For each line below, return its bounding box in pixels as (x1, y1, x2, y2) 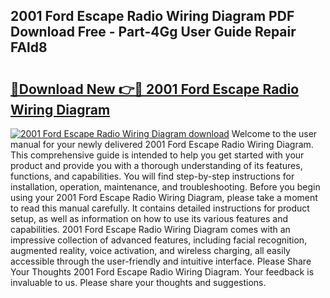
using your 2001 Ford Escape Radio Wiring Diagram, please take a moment (10, 192, 318, 203)
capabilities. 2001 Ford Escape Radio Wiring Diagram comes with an (10, 224, 291, 235)
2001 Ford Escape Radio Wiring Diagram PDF (10, 8, 295, 25)
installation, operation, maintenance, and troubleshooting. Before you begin (10, 181, 321, 193)
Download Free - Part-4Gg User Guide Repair (10, 24, 297, 41)
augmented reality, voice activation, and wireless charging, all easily (10, 245, 291, 256)
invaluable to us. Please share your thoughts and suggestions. (10, 277, 267, 288)
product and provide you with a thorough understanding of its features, (10, 160, 303, 171)
